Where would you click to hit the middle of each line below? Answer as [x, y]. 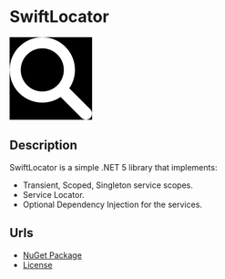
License [37, 264]
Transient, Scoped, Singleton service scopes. [108, 185]
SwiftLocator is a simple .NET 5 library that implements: [113, 167]
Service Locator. [53, 194]
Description [43, 145]
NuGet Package [52, 255]
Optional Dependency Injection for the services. [112, 204]
